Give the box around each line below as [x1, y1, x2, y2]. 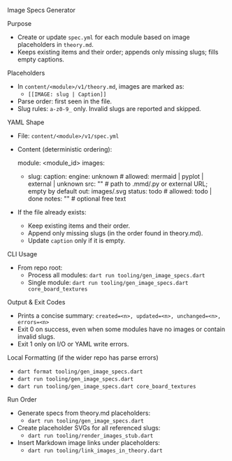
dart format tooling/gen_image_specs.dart [17, 368, 143, 375]
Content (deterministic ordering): [17, 145, 113, 153]
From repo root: [17, 263, 63, 272]
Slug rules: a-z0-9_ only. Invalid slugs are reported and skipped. [17, 105, 201, 112]
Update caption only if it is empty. [27, 237, 126, 244]
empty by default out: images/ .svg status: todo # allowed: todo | [27, 187, 212, 195]
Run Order [7, 395, 37, 404]
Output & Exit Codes [7, 298, 66, 306]
